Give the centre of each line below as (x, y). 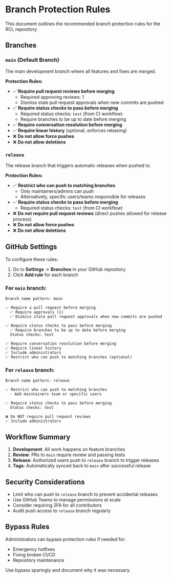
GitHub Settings (31, 247)
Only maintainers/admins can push (57, 191)
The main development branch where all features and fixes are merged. (81, 71)
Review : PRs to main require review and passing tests (69, 455)
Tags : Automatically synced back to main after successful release (82, 466)
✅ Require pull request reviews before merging (64, 91)
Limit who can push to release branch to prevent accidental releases (85, 494)
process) (22, 219)
